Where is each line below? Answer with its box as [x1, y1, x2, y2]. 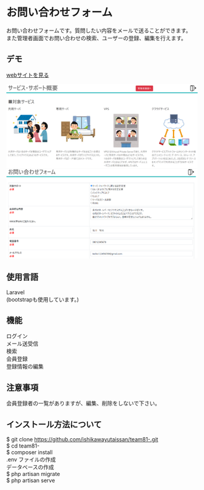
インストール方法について [6, 419, 102, 429]
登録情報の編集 [6, 363, 44, 370]
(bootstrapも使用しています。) [6, 295, 79, 303]
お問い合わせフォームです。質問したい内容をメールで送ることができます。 [6, 27, 191, 34]
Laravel [6, 288, 25, 295]
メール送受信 [6, 340, 38, 347]
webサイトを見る [6, 71, 49, 78]
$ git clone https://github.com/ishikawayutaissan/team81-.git [6, 435, 158, 443]
